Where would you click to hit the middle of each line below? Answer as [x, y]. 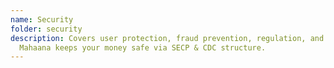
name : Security [42, 19]
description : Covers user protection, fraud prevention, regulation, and [167, 38]
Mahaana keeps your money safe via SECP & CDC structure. [143, 47]
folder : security [46, 29]
